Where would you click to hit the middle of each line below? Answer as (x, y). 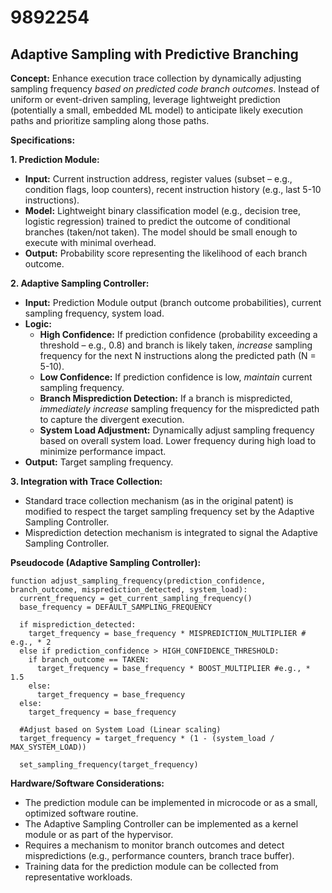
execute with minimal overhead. (90, 242)
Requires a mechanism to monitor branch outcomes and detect (154, 845)
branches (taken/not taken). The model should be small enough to (161, 232)
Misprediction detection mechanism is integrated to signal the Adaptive (171, 532)
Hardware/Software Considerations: (87, 783)
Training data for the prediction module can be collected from (151, 866)
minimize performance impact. (103, 451)
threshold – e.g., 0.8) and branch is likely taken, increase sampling (176, 345)
